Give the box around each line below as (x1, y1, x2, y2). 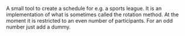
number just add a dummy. (6, 23, 71, 30)
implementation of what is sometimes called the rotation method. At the (6, 11, 179, 18)
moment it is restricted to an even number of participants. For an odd (6, 17, 173, 24)
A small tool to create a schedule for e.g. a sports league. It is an (6, 5, 162, 12)
